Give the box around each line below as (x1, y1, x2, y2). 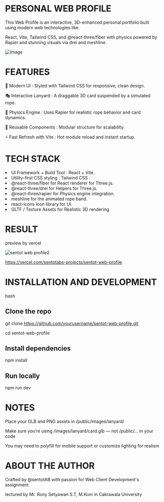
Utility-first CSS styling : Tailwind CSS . (11, 175, 90, 181)
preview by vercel (5, 240, 41, 246)
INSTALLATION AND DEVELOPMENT (5, 276, 157, 287)
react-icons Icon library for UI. (11, 201, 73, 207)
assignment (5, 482, 29, 488)
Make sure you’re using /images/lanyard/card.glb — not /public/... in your (5, 428, 154, 434)
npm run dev (5, 385, 31, 391)
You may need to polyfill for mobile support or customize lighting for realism (5, 443, 159, 449)
